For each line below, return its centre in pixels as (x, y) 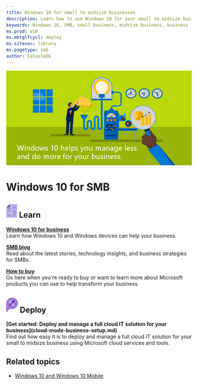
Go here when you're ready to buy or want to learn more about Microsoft (94, 277)
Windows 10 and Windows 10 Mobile (59, 376)
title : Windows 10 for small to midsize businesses (71, 12)
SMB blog (18, 247)
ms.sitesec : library (32, 44)
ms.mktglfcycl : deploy (34, 38)
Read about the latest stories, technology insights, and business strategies (96, 253)
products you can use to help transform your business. (73, 283)
